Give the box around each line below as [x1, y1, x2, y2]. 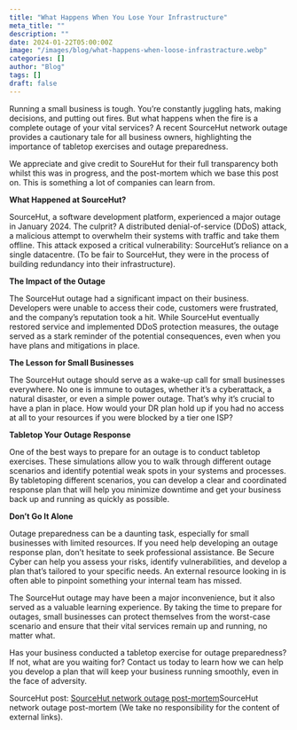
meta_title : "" [9, 21, 66, 30]
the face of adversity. [9, 675, 87, 686]
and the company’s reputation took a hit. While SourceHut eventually [9, 311, 260, 322]
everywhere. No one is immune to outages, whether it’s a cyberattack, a [9, 383, 272, 395]
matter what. [9, 630, 56, 640]
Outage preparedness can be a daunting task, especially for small [9, 528, 250, 538]
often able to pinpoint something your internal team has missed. [9, 575, 242, 585]
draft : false [9, 79, 58, 88]
